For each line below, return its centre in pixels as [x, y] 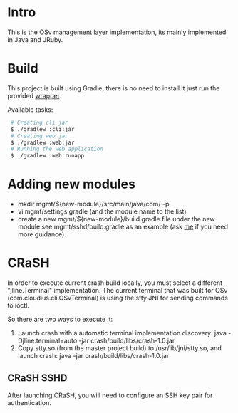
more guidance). [42, 234]
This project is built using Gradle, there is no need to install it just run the [114, 88]
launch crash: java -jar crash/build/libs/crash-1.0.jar [93, 356]
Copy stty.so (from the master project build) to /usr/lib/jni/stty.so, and [120, 348]
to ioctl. [19, 305]
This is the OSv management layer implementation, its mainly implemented [117, 32]
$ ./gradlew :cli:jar [42, 129]
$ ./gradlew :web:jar [42, 142]
